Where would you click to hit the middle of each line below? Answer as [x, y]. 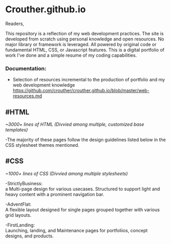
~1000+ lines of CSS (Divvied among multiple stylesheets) [67, 173]
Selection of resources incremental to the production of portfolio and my [89, 80]
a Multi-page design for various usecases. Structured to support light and [83, 189]
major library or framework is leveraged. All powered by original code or [81, 44]
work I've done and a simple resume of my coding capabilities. [71, 55]
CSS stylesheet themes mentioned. [42, 145]
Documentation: [26, 69]
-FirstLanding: [20, 225]
